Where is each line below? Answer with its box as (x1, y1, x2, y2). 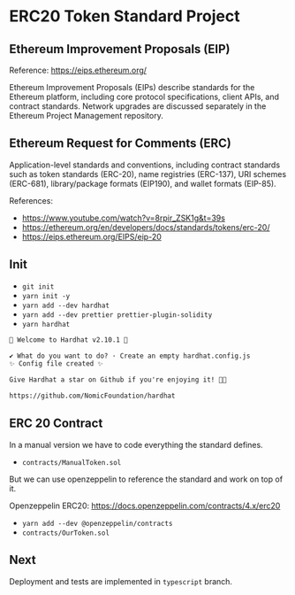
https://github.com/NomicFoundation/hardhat (9, 391, 176, 400)
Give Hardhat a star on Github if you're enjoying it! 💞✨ (9, 375, 227, 384)
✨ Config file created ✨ (9, 359, 103, 368)
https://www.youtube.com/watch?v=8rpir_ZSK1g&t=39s (21, 212, 225, 223)
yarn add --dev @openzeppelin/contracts (21, 519, 173, 528)
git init (21, 282, 55, 291)
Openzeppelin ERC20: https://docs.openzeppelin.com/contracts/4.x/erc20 (9, 500, 281, 511)
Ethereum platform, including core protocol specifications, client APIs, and (9, 91, 280, 102)
